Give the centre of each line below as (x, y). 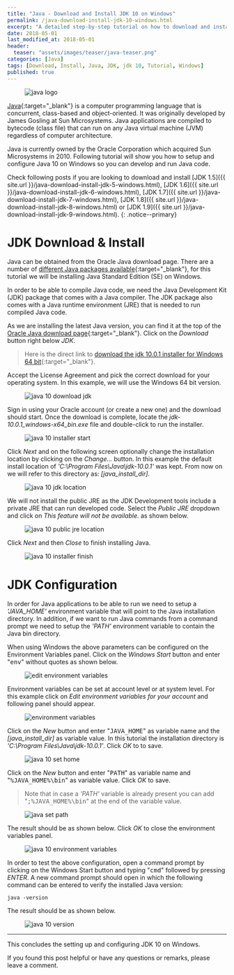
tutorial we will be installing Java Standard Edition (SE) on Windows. (104, 277)
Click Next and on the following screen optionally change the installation (111, 452)
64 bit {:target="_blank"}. (60, 362)
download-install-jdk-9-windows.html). (63, 214)
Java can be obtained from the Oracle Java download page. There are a (110, 262)
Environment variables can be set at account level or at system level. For (111, 689)
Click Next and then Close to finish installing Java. (79, 543)
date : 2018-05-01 (32, 33)
